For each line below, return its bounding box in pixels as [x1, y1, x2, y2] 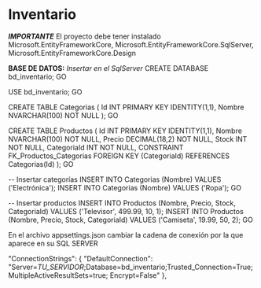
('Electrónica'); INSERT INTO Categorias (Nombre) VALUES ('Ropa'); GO [8, 183, 242, 192]
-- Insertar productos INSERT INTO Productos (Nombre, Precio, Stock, [8, 198, 236, 208]
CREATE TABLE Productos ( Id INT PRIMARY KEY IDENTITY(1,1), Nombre [8, 126, 242, 135]
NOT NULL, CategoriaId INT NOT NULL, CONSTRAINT [8, 142, 184, 152]
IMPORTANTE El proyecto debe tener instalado [8, 31, 161, 41]
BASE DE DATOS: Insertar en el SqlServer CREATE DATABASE [8, 63, 209, 72]
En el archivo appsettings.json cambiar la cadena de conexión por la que [8, 230, 244, 239]
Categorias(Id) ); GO [8, 159, 74, 168]
